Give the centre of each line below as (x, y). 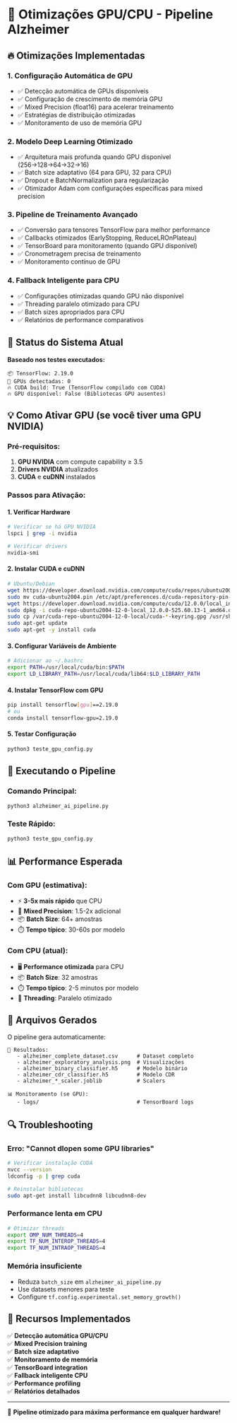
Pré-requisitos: (34, 446)
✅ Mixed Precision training (47, 1344)
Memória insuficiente (45, 1266)
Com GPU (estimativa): (47, 885)
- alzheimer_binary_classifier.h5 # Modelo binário (102, 1069)
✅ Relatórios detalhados (44, 1391)
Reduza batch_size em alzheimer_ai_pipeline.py (89, 1282)
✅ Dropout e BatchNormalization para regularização (93, 180)
